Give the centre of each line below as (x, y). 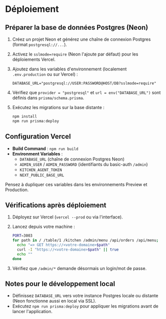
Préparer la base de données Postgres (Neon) (77, 27)
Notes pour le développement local (60, 284)
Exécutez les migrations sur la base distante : (58, 107)
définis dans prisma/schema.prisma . (48, 98)
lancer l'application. (32, 312)
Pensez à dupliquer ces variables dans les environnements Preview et (76, 184)
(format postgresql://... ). (40, 45)
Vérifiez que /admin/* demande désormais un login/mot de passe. (79, 268)
